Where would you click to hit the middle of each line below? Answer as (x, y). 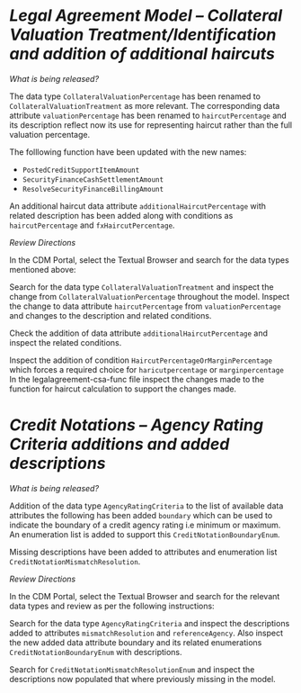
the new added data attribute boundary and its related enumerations (136, 642)
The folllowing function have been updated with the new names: (128, 152)
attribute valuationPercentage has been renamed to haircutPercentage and (148, 115)
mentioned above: (43, 269)
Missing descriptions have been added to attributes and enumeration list (143, 552)
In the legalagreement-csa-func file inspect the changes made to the (137, 379)
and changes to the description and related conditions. (111, 315)
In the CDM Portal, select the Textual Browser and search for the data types (149, 260)
